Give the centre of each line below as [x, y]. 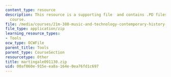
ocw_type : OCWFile [25, 43]
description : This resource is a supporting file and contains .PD [79, 15]
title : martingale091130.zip [36, 62]
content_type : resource [31, 10]
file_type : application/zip [35, 29]
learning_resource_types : [33, 33]
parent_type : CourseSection [35, 52]
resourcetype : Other [27, 57]
